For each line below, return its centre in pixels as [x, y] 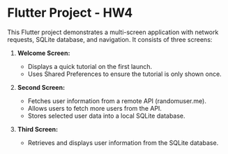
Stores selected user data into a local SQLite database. [107, 116]
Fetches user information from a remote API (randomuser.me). [117, 101]
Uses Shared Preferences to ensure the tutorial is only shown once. [124, 74]
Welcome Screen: [44, 53]
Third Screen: [37, 129]
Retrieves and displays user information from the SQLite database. [123, 143]
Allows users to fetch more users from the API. [95, 108]
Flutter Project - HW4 [70, 13]
